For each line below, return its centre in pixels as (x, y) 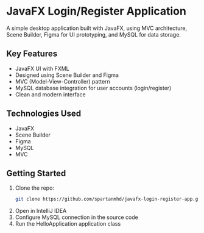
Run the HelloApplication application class (68, 224)
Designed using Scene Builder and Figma (67, 75)
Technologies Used (44, 114)
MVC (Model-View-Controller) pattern (63, 81)
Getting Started (36, 173)
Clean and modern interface (51, 94)
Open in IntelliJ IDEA (41, 211)
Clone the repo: (35, 188)
